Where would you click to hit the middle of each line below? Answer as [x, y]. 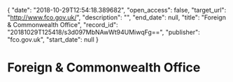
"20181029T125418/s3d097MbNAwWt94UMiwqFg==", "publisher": [104, 32]
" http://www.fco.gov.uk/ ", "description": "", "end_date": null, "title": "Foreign [116, 17]
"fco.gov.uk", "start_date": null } [53, 40]
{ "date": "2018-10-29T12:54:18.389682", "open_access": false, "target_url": [117, 10]
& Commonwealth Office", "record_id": [63, 25]
